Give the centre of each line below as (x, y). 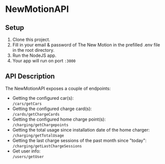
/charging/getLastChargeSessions (47, 146)
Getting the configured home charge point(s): (59, 119)
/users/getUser (28, 157)
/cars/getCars (27, 104)
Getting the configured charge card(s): (52, 109)
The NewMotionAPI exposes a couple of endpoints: (58, 88)
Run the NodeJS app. (34, 55)
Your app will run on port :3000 (44, 61)
